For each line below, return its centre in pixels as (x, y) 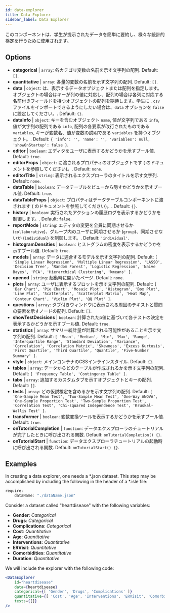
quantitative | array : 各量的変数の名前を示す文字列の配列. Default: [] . (85, 82)
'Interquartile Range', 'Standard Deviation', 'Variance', (76, 342)
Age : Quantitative (31, 537)
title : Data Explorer (28, 15)
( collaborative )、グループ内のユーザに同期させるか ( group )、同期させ (85, 231)
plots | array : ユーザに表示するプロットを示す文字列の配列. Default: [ (84, 284)
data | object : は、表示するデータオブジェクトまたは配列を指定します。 (87, 88)
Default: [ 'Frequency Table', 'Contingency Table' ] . (70, 374)
